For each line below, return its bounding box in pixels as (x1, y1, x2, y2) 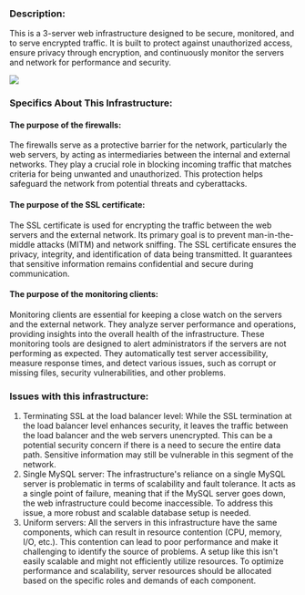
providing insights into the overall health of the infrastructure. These (9, 328, 265, 339)
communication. (9, 268, 70, 279)
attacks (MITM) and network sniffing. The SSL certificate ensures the (36, 239, 297, 250)
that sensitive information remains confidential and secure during (9, 258, 254, 269)
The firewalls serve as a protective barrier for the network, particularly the (9, 139, 288, 150)
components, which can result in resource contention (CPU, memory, (22, 527, 282, 538)
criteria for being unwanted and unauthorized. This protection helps (9, 169, 264, 180)
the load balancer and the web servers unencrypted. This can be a (22, 430, 273, 441)
